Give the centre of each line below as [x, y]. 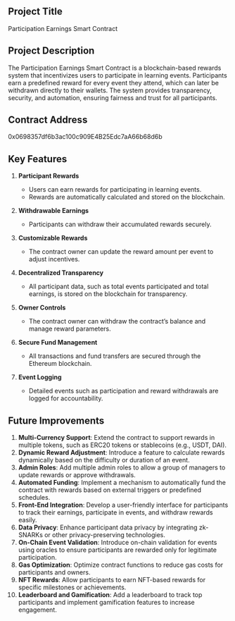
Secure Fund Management [58, 343]
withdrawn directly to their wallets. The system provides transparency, [110, 90]
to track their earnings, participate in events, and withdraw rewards [115, 512]
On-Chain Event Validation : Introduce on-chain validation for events [118, 543]
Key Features [38, 159]
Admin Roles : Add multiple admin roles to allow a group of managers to [122, 467]
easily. [27, 520]
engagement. [37, 610]
